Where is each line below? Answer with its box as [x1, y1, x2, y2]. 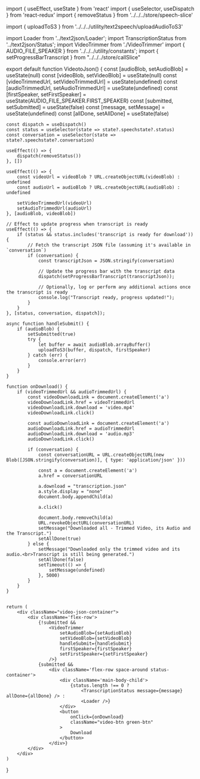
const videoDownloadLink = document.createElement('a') [27, 394, 170, 400]
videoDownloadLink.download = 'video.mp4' [27, 404, 135, 410]
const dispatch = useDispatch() [6, 122, 87, 128]
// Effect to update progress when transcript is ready [6, 221, 148, 227]
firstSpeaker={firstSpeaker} [59, 646, 133, 652]
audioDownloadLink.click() [27, 436, 95, 442]
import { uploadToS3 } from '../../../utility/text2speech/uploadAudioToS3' [6, 23, 183, 30]
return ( [6, 604, 28, 610]
